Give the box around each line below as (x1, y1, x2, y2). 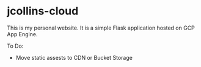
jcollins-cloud (7, 4, 79, 18)
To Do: (7, 42, 24, 49)
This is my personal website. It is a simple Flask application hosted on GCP (7, 24, 195, 31)
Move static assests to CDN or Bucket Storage (15, 54, 133, 61)
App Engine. (7, 30, 38, 37)
